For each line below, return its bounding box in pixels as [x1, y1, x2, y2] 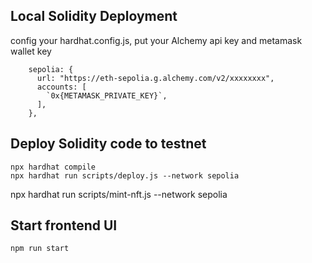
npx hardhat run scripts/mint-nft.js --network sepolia [10, 188, 228, 200]
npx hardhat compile [10, 162, 97, 172]
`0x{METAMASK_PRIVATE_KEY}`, [46, 90, 168, 101]
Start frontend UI [10, 217, 118, 234]
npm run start [10, 244, 70, 254]
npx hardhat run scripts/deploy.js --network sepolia [10, 170, 240, 181]
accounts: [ [36, 82, 87, 92]
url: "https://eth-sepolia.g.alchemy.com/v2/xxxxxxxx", [36, 73, 275, 83]
